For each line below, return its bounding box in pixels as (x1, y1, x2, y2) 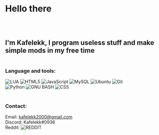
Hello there (5, 3, 52, 14)
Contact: (5, 103, 27, 110)
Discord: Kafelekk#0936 (5, 119, 55, 125)
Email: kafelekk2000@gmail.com (5, 114, 73, 120)
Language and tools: (5, 67, 56, 74)
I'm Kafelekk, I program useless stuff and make (5, 38, 155, 47)
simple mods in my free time (5, 46, 95, 55)
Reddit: (5, 125, 20, 131)
